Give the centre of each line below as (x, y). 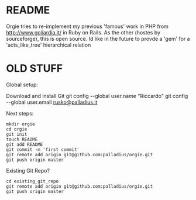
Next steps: (20, 113)
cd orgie (17, 129)
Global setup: (22, 85)
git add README (25, 144)
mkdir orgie (20, 124)
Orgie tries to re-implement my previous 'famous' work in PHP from (87, 26)
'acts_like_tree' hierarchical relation (49, 45)
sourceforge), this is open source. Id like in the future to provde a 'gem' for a (98, 38)
